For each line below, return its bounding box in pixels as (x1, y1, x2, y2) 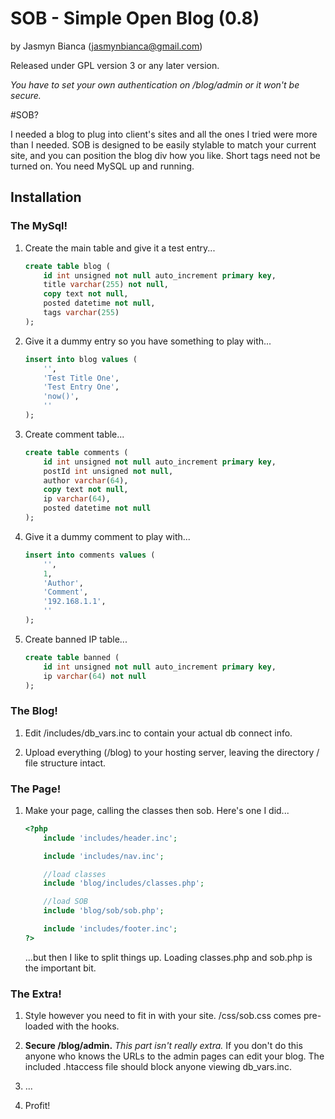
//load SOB (43, 897, 89, 907)
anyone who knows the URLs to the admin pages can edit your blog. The (24, 1050, 325, 1062)
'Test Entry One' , (43, 382, 120, 392)
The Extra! (10, 987, 62, 1001)
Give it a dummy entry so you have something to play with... (24, 335, 272, 347)
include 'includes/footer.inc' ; (43, 924, 178, 934)
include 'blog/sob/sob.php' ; (43, 906, 165, 916)
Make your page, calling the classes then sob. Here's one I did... (24, 804, 290, 816)
